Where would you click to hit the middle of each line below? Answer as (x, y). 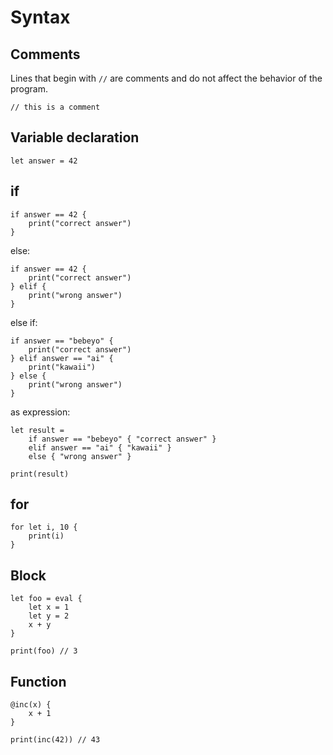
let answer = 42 (44, 161)
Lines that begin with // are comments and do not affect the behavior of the (166, 78)
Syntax (40, 17)
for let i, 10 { (44, 527)
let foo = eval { (46, 599)
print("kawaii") (62, 367)
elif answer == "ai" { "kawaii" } (100, 447)
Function (38, 681)
